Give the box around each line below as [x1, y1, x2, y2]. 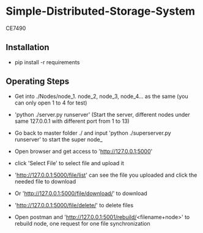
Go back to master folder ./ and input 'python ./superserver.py [14, 129, 172, 136]
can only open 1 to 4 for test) [14, 99, 87, 106]
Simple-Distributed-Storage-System [6, 4, 196, 18]
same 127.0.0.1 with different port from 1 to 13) [14, 117, 130, 125]
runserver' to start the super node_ [14, 136, 103, 143]
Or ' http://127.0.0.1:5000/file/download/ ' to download [14, 190, 147, 197]
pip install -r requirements [14, 58, 80, 65]
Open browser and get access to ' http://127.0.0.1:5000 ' [14, 147, 153, 155]
